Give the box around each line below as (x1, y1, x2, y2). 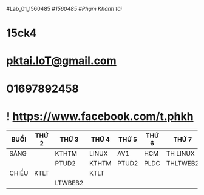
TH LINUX (166, 149, 195, 157)
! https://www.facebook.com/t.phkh (6, 109, 194, 123)
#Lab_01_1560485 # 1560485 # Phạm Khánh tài (6, 5, 123, 12)
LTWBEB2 (55, 179, 84, 187)
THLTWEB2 (166, 159, 199, 167)
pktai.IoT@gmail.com (6, 54, 117, 68)
